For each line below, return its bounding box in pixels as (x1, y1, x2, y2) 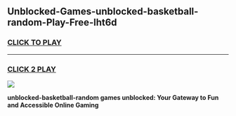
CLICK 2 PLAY (7, 64, 56, 74)
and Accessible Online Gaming (7, 101, 99, 109)
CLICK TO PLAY (7, 38, 62, 48)
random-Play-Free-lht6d (7, 17, 117, 29)
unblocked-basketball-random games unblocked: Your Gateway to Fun (7, 93, 219, 101)
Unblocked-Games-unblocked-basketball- (7, 6, 199, 18)
